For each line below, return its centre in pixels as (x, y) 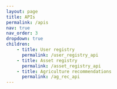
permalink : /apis (27, 22)
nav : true (18, 28)
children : (18, 44)
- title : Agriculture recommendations (64, 71)
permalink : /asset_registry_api (61, 66)
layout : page (22, 11)
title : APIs (21, 17)
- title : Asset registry (47, 60)
